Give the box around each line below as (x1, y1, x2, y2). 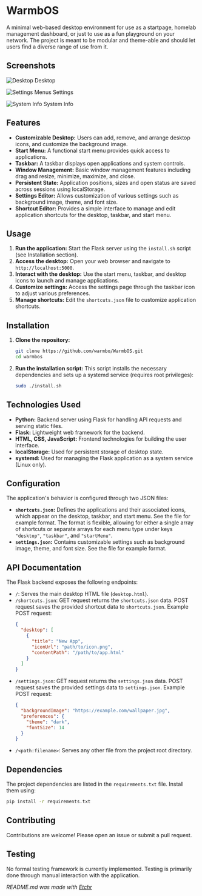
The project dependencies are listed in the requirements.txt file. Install (6, 780, 184, 788)
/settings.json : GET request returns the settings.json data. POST (15, 677, 183, 685)
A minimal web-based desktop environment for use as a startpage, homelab (6, 24, 197, 31)
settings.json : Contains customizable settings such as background (15, 538, 185, 546)
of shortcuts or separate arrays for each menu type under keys (15, 526, 173, 533)
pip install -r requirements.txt (6, 798, 91, 805)
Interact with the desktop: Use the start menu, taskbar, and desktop (15, 270, 187, 278)
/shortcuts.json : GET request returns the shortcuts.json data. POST (15, 597, 189, 604)
